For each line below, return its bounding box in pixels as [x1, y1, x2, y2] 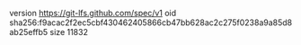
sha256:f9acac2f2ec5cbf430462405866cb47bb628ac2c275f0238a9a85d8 [9, 17, 293, 28]
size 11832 [49, 27, 88, 37]
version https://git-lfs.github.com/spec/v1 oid [9, 8, 177, 18]
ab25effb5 [9, 27, 49, 37]
